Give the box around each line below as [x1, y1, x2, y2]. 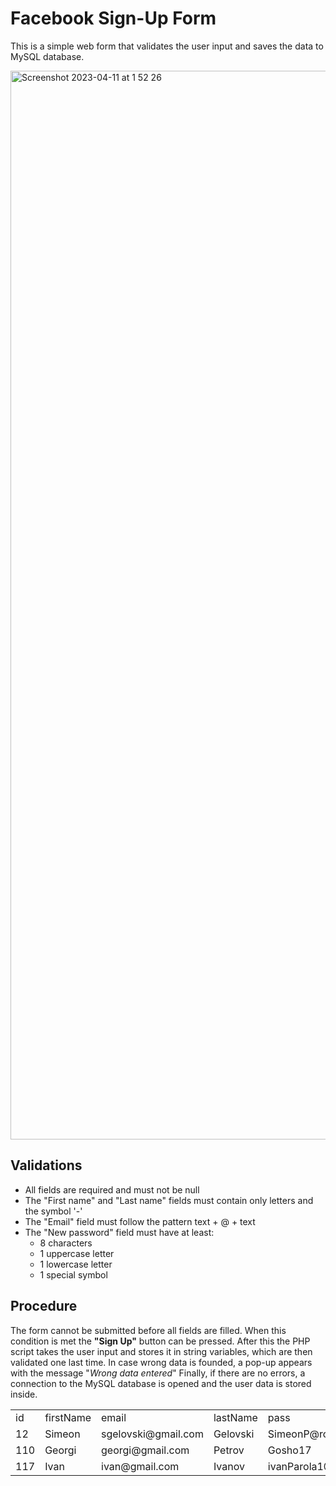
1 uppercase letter [39, 1247, 115, 1259]
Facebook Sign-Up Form [10, 7, 217, 30]
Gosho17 [267, 1443, 312, 1457]
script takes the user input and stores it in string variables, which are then [10, 1345, 313, 1357]
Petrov [213, 1443, 245, 1457]
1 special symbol [39, 1268, 108, 1281]
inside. [10, 1388, 38, 1400]
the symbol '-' [24, 1205, 83, 1217]
